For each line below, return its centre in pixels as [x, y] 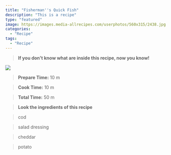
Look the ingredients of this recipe [55, 107]
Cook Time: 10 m [36, 87]
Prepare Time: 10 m [39, 77]
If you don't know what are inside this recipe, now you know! [84, 58]
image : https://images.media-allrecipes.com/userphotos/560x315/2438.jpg [86, 24]
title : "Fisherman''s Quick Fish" [42, 10]
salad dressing [33, 127]
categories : [18, 29]
